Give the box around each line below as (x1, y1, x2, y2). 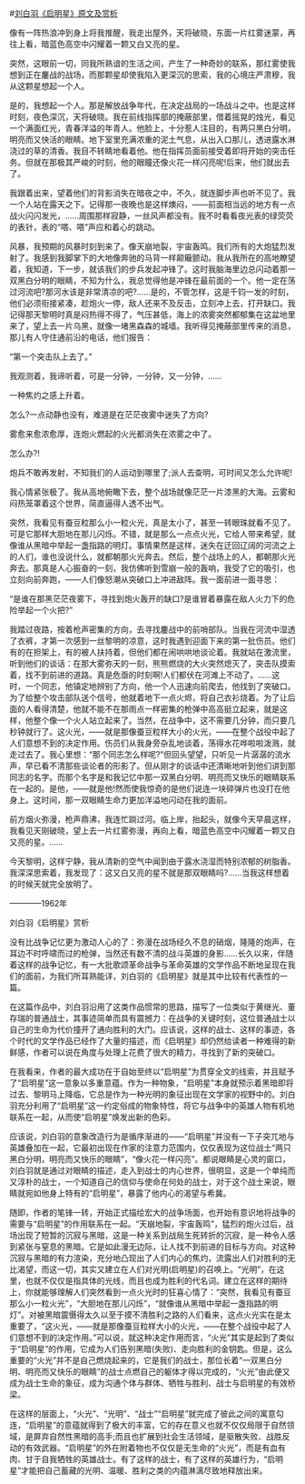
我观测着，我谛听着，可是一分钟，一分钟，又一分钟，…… (9, 371, 222, 381)
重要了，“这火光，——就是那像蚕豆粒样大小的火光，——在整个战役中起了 (9, 1321, 284, 1331)
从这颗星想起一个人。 (9, 81, 89, 91)
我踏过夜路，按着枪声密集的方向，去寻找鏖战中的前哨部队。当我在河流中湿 (9, 624, 288, 635)
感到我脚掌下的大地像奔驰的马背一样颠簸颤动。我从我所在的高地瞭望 (40, 253, 296, 263)
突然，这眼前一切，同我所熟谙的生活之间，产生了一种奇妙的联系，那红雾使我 (9, 58, 296, 68)
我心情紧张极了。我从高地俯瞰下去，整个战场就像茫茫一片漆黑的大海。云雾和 (9, 486, 296, 497)
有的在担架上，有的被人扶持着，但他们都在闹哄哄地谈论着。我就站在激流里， (9, 647, 296, 657)
